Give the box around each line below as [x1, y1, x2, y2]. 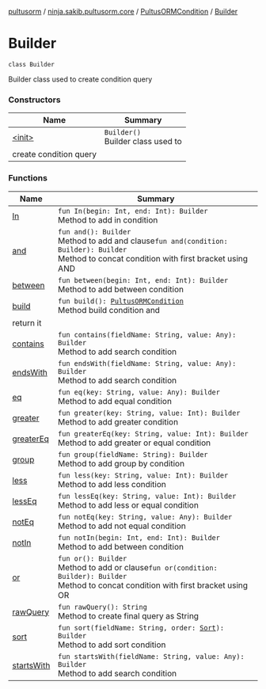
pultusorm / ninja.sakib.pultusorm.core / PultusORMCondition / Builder [8, 7, 238, 16]
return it [12, 317, 42, 328]
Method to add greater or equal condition [58, 437, 211, 448]
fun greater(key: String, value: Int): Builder [58, 408, 241, 417]
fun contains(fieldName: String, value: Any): [58, 330, 237, 339]
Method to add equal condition [58, 395, 173, 406]
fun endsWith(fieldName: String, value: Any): [58, 359, 237, 367]
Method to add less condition [58, 478, 166, 489]
